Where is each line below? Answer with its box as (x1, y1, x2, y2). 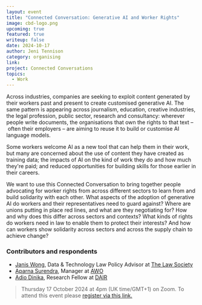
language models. (6, 131, 51, 139)
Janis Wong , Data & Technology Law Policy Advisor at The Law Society (15, 261, 194, 268)
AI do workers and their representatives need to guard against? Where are (6, 200, 191, 208)
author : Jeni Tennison (6, 48, 64, 54)
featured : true (6, 31, 45, 38)
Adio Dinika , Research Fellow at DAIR (15, 274, 108, 281)
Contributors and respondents (6, 248, 98, 256)
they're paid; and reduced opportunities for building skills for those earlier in (6, 163, 197, 170)
